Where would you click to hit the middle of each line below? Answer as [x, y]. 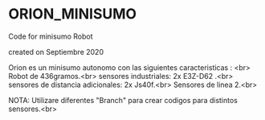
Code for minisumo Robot [51, 36]
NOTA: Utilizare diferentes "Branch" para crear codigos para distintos [123, 100]
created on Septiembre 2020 [56, 52]
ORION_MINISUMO [73, 14]
